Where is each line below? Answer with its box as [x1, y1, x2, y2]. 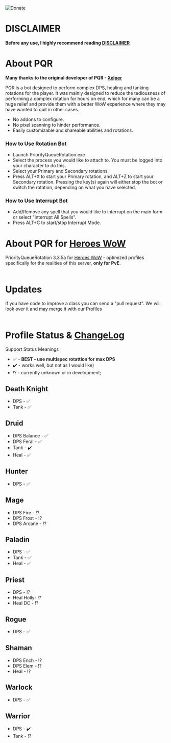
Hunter [5, 467, 28, 476]
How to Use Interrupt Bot [5, 197, 68, 205]
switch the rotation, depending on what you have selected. [12, 185, 136, 191]
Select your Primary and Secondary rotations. [12, 168, 109, 174]
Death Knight [5, 385, 48, 393]
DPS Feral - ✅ [12, 438, 42, 445]
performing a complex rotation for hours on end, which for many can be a [5, 95, 160, 102]
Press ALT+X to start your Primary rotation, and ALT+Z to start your [12, 173, 154, 179]
